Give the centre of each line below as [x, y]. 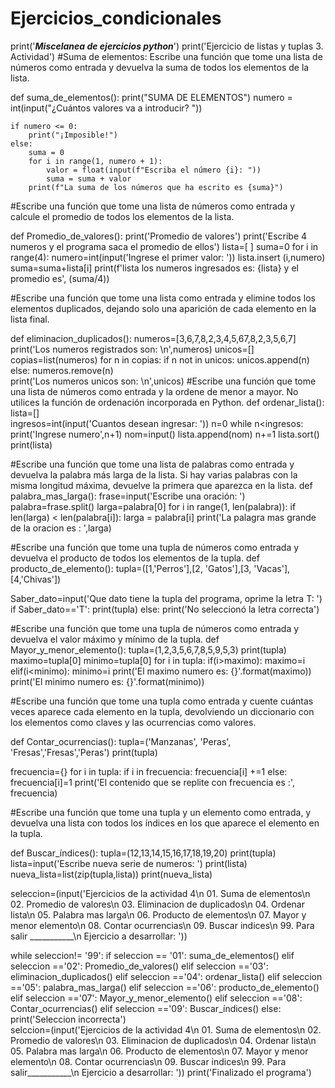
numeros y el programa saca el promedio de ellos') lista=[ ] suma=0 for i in [164, 246]
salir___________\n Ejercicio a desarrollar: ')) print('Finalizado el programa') [161, 1072]
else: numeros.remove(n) [62, 370]
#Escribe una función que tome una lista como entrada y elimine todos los [163, 298]
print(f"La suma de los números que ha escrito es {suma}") [156, 187]
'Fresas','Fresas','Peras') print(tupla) [84, 752]
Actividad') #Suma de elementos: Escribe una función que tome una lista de [166, 56]
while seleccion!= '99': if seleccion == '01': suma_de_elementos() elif [152, 955]
